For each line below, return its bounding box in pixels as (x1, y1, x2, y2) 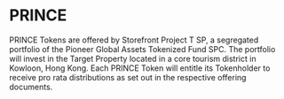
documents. (9, 81, 53, 92)
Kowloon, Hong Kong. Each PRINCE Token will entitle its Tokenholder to (9, 63, 271, 73)
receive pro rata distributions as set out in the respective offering (9, 72, 247, 82)
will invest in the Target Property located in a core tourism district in (9, 53, 256, 64)
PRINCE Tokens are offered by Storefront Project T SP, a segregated (9, 34, 259, 45)
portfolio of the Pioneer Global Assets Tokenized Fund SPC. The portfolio (9, 43, 276, 54)
